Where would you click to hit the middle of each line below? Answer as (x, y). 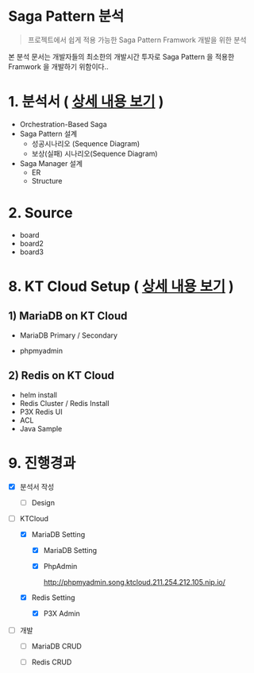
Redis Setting (53, 598)
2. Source (40, 213)
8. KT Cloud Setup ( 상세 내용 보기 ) (121, 286)
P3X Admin (62, 613)
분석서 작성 (37, 486)
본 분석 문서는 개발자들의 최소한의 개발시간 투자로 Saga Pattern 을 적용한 (121, 56)
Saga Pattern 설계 (48, 133)
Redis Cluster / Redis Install (64, 403)
